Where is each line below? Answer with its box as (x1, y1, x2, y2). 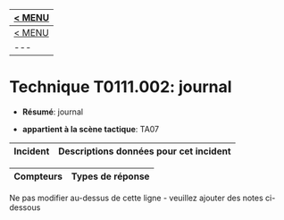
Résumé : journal (21, 106, 83, 117)
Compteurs (13, 170, 63, 182)
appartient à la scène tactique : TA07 (21, 123, 160, 134)
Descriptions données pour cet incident (57, 145, 231, 157)
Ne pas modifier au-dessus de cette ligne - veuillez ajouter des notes (9, 192, 263, 203)
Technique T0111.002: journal (9, 77, 232, 97)
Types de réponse (71, 170, 150, 182)
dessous (9, 201, 41, 213)
